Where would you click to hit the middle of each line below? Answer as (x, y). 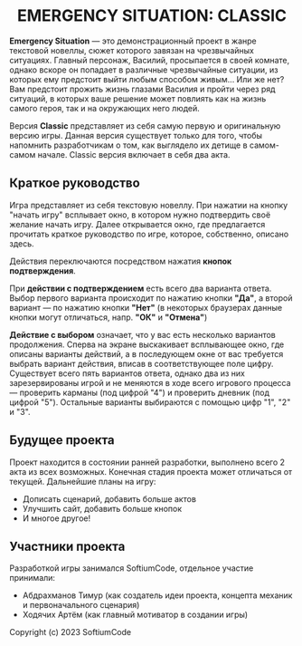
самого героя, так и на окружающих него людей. (105, 108)
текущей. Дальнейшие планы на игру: (83, 481)
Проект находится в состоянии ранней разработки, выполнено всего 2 (147, 462)
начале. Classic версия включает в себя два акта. (134, 154)
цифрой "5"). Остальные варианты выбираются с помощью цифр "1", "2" (150, 402)
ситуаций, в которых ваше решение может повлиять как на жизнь (138, 98)
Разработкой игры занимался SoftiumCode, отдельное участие (132, 568)
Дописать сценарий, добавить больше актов (109, 498)
